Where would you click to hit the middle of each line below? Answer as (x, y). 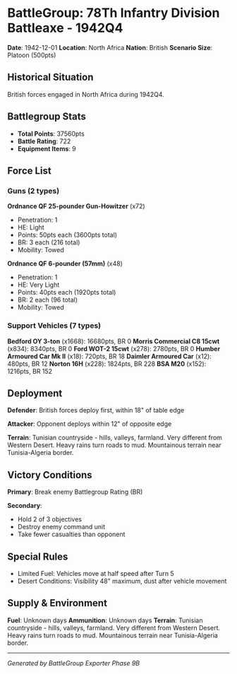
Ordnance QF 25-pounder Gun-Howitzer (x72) (77, 206)
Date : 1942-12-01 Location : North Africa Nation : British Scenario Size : (110, 47)
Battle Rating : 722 (44, 141)
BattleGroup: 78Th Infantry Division (114, 13)
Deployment (35, 393)
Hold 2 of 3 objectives (50, 519)
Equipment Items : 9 (47, 148)
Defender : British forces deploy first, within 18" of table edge (96, 410)
